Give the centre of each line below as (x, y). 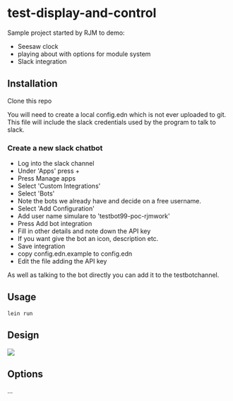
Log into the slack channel (56, 164)
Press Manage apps (47, 179)
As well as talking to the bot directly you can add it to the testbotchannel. (113, 275)
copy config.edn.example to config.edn (75, 254)
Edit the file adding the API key (62, 261)
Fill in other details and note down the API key (84, 231)
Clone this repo (30, 101)
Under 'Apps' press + (48, 171)
